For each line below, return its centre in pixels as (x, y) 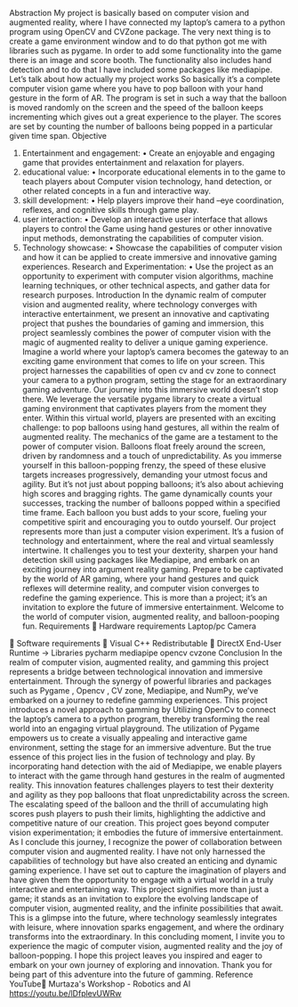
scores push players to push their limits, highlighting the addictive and (137, 813)
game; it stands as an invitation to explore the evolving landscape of (134, 899)
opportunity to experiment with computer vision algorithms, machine (148, 276)
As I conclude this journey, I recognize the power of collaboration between (146, 842)
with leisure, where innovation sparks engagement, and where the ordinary (147, 927)
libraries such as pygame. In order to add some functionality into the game (145, 51)
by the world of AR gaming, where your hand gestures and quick (141, 579)
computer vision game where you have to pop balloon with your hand (137, 89)
